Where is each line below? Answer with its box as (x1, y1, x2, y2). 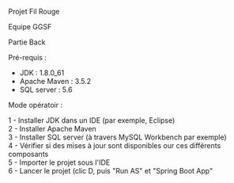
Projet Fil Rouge (8, 7, 60, 16)
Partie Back (8, 37, 46, 47)
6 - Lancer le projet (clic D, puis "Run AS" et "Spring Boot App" (8, 166, 213, 175)
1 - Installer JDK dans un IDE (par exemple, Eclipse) (8, 116, 175, 125)
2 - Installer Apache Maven (8, 124, 96, 133)
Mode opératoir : (8, 101, 63, 109)
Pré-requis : (8, 53, 47, 62)
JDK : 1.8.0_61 (19, 68, 65, 78)
